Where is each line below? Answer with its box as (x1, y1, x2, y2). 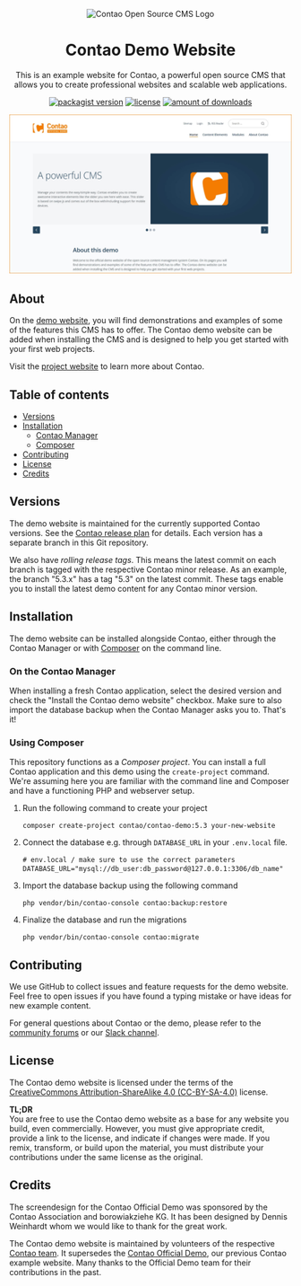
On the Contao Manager (9, 665, 116, 677)
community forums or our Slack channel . (9, 1027, 159, 1038)
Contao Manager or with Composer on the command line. (9, 642, 222, 653)
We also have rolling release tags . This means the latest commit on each (9, 554, 277, 565)
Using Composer (9, 736, 84, 749)
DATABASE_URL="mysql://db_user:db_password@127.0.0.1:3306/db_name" (21, 865, 284, 874)
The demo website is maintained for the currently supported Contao (9, 517, 261, 529)
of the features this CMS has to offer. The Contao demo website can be (9, 324, 273, 336)
